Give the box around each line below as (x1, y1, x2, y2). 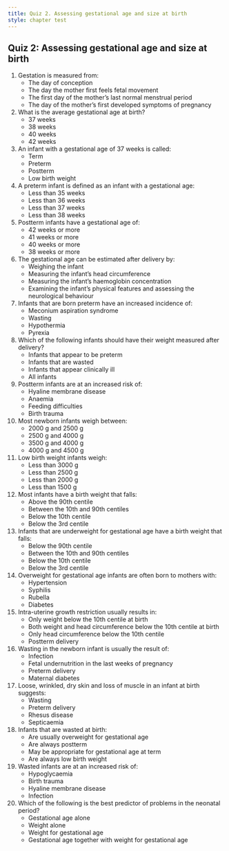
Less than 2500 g (28, 468, 79, 477)
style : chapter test (8, 17, 68, 24)
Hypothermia (28, 321, 66, 329)
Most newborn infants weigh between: (17, 417, 128, 425)
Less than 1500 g (28, 483, 77, 491)
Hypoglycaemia (28, 769, 73, 778)
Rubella (28, 593, 50, 602)
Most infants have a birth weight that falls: (17, 491, 137, 499)
